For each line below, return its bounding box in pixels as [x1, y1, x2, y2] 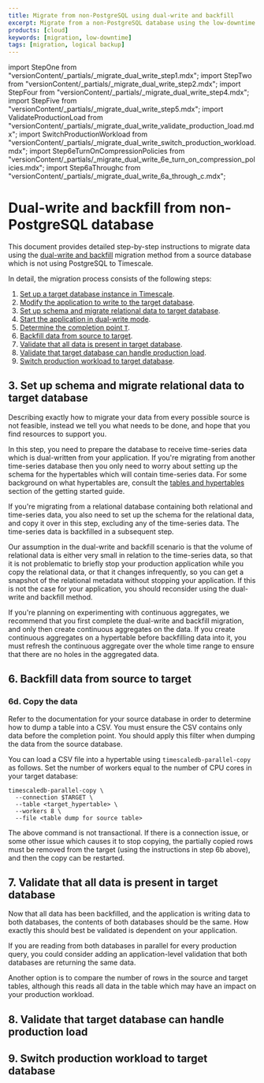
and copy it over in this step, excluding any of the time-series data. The [8, 518, 240, 528]
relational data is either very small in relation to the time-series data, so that [8, 550, 253, 560]
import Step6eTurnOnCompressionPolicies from [29, 147, 185, 156]
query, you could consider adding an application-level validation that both [8, 950, 247, 959]
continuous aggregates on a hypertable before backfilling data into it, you [8, 633, 247, 642]
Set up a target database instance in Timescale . [19, 289, 175, 299]
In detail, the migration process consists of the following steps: [8, 274, 212, 284]
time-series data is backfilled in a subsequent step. [8, 526, 175, 536]
